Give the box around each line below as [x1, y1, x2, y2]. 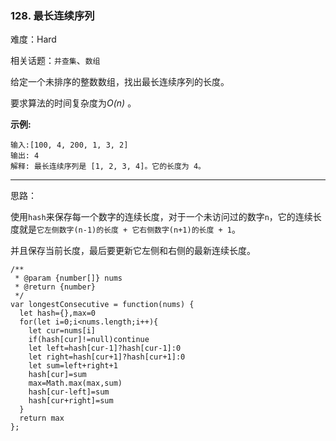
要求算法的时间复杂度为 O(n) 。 [10, 97, 137, 109]
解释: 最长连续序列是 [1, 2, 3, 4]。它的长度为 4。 [10, 162, 206, 172]
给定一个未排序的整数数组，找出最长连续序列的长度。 [10, 76, 230, 88]
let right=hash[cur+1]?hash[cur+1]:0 [28, 352, 186, 362]
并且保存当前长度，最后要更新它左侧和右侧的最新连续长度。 [10, 245, 256, 257]
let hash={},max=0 [19, 308, 97, 319]
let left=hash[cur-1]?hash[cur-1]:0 [28, 343, 182, 354]
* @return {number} [14, 282, 97, 292]
